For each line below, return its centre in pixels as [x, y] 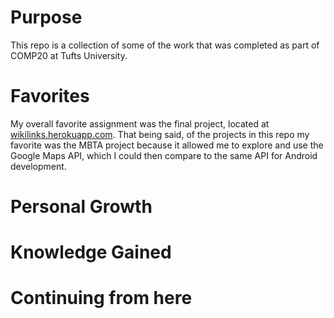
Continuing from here [101, 298]
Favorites [50, 96]
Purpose [46, 17]
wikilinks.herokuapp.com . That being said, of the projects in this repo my [160, 134]
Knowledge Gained [91, 252]
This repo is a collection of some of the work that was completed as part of [165, 45]
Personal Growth [81, 207]
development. [38, 166]
